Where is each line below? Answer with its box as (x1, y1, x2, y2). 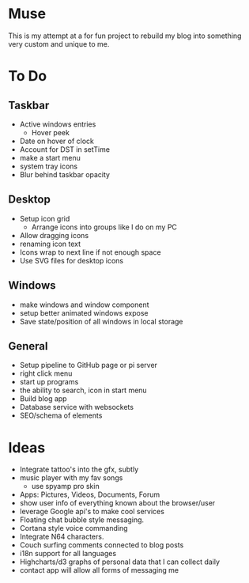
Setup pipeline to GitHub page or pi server (19, 361, 158, 370)
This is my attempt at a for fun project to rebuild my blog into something (8, 31, 242, 40)
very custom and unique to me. (8, 39, 110, 48)
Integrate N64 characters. (19, 532, 104, 542)
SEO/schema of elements (19, 411, 103, 420)
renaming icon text (19, 239, 81, 248)
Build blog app (19, 394, 67, 403)
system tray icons (19, 161, 78, 171)
